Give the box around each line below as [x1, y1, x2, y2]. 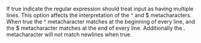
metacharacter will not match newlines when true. [6, 31, 133, 38]
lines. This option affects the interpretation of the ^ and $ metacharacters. [6, 12, 192, 19]
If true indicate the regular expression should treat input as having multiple [6, 5, 194, 12]
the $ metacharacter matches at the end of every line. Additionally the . [6, 24, 186, 31]
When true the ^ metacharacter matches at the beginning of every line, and [6, 18, 196, 25]
